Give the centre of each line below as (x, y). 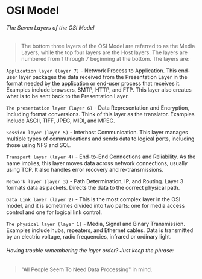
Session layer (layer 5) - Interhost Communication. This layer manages (97, 133)
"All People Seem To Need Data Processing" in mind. (87, 269)
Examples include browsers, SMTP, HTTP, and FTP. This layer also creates (99, 90)
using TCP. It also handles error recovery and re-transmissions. (85, 170)
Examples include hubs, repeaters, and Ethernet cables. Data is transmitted (100, 230)
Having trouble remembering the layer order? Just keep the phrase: (90, 250)
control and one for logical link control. (54, 212)
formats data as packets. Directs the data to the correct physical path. (93, 188)
